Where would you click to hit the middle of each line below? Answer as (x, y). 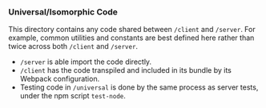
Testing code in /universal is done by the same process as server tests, (139, 87)
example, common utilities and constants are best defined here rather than (131, 38)
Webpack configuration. (60, 79)
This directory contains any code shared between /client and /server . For (132, 30)
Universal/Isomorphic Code (63, 12)
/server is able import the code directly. (86, 62)
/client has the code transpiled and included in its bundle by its (126, 70)
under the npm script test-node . (73, 96)
